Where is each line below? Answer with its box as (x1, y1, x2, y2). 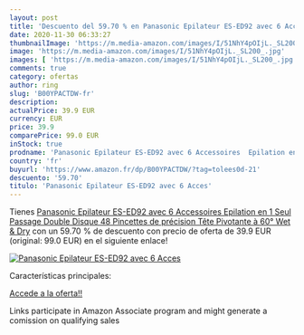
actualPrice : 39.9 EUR (9, 106, 95, 115)
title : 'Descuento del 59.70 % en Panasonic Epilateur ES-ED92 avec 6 (9, 22, 281, 31)
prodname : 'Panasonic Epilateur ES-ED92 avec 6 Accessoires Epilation (9, 148, 285, 157)
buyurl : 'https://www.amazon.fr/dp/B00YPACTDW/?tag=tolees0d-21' (9, 165, 261, 174)
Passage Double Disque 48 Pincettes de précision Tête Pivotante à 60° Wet (9, 216, 291, 227)
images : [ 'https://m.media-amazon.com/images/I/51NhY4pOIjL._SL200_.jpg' (9, 55, 298, 64)
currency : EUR (9, 114, 63, 123)
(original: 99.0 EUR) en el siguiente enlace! (9, 235, 168, 246)
